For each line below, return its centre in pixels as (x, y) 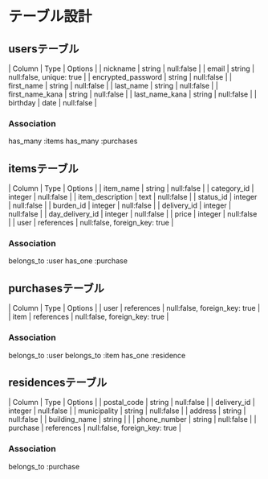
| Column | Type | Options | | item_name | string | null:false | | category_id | (131, 188)
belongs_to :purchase (44, 466)
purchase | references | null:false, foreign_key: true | (95, 428)
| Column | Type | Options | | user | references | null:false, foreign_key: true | (134, 308)
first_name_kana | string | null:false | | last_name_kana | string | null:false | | (132, 94)
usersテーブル (44, 49)
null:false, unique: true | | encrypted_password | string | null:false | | (120, 77)
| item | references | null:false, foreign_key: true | (89, 317)
